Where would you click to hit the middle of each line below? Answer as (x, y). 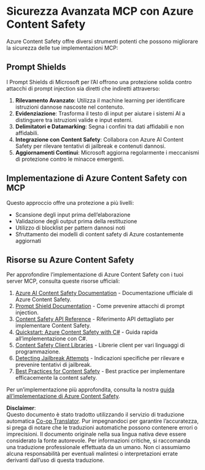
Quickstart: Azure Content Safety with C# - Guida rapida (87, 332)
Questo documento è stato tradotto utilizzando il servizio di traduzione (95, 415)
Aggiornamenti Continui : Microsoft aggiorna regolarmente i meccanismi (107, 152)
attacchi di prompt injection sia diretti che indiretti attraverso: (83, 88)
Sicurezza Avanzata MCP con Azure (100, 11)
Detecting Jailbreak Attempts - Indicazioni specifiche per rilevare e (100, 358)
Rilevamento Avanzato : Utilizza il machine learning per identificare (100, 100)
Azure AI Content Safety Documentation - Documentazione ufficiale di (104, 293)
